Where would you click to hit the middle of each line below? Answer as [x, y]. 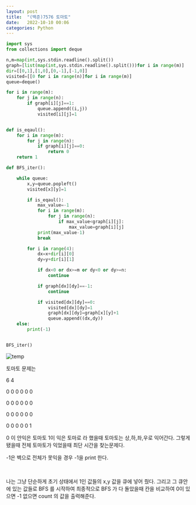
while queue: [32, 178]
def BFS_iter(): [26, 168]
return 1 [27, 157]
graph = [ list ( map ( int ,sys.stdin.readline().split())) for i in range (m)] [95, 65]
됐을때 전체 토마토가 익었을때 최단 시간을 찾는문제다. [65, 445]
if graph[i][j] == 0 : [61, 146]
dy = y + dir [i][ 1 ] [56, 260]
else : [23, 324]
